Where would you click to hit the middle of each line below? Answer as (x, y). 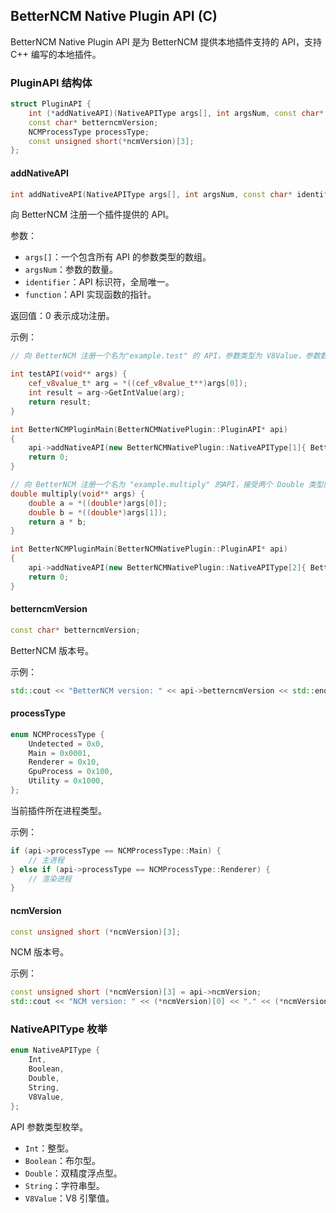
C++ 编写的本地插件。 (56, 54)
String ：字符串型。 (64, 1185)
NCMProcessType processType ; (89, 132)
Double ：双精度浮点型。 (73, 1173)
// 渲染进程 (50, 879)
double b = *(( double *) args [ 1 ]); (98, 512)
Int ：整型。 (49, 1148)
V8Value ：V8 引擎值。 (69, 1198)
